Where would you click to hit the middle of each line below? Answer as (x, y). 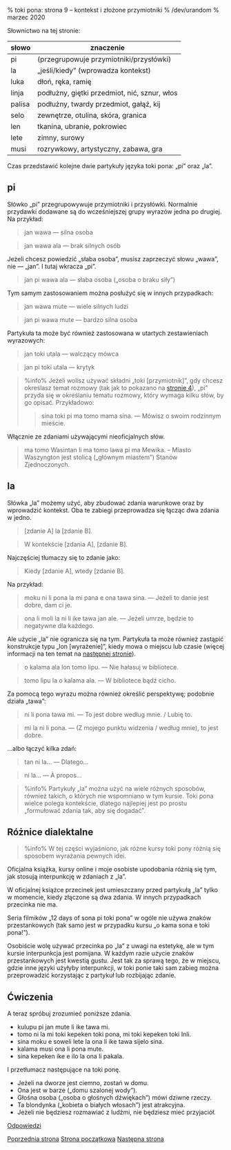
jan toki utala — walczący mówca (71, 354)
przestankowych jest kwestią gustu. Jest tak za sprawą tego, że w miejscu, (114, 960)
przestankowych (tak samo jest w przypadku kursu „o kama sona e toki (109, 925)
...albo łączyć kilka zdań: (42, 748)
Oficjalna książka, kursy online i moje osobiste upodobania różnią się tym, (112, 869)
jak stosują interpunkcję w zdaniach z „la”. (67, 877)
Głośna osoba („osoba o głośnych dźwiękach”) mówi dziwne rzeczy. (114, 1098)
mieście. (53, 423)
